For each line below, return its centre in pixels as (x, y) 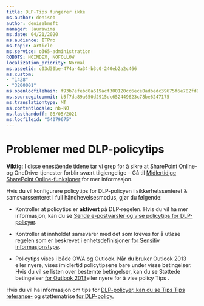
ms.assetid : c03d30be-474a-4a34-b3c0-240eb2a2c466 (72, 68)
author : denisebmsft (32, 23)
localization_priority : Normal (46, 63)
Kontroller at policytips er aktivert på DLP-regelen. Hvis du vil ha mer (101, 209)
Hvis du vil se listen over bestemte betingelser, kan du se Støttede (98, 272)
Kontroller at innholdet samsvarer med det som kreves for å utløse (98, 234)
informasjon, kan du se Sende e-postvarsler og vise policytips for (97, 216)
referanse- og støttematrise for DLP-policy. (60, 296)
